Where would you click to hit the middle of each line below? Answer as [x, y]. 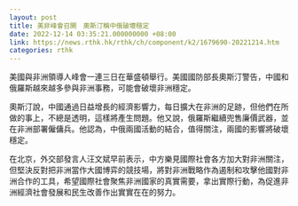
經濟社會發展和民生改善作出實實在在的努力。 [98, 193]
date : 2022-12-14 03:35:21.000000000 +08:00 [93, 34]
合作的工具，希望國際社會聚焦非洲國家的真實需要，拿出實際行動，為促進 [149, 181]
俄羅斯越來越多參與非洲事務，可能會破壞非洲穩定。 [102, 88]
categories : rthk [41, 51]
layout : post [33, 17]
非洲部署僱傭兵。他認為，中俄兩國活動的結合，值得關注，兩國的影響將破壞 [153, 129]
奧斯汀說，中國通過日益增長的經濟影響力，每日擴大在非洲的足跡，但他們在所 [149, 107]
